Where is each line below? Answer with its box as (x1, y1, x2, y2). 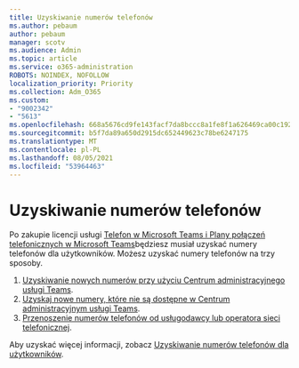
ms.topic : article (9, 54, 77, 63)
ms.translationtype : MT (9, 137, 98, 146)
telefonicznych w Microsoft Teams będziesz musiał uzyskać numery (9, 239, 258, 250)
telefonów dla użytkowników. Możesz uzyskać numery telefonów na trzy (9, 248, 276, 259)
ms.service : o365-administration (9, 63, 133, 72)
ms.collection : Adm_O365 (9, 87, 101, 96)
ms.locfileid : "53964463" (9, 162, 105, 171)
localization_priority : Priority (9, 79, 133, 88)
